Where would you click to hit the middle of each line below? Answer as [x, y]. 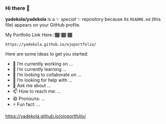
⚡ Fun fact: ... [26, 105]
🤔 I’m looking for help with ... [42, 80]
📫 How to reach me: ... [37, 91]
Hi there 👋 [18, 8]
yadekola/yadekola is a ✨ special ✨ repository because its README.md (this [83, 19]
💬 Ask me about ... [32, 86]
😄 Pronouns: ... [29, 98]
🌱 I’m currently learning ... [40, 69]
